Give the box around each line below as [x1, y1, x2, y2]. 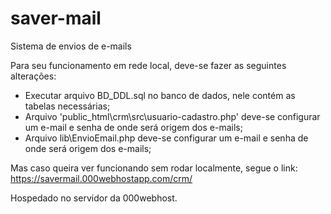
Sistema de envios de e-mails [10, 40, 132, 52]
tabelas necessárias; [24, 100, 111, 112]
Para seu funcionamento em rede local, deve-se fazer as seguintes [10, 59, 287, 71]
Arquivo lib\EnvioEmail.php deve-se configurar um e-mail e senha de [24, 132, 309, 144]
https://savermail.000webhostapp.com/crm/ [10, 172, 193, 184]
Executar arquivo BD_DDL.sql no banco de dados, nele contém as [24, 89, 296, 101]
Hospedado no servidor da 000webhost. [10, 192, 178, 204]
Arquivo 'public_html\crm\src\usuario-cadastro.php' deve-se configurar [24, 110, 321, 122]
